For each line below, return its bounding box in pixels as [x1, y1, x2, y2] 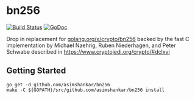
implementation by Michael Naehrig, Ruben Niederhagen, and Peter [6, 42, 176, 49]
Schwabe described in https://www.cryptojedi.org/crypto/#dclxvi [6, 48, 170, 55]
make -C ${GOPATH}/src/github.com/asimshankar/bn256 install [6, 87, 165, 93]
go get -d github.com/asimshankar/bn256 [6, 81, 111, 88]
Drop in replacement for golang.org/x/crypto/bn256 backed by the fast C [6, 35, 190, 42]
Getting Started [6, 66, 66, 76]
